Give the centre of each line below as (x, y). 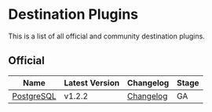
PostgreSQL (34, 96)
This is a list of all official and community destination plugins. (107, 36)
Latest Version (92, 82)
